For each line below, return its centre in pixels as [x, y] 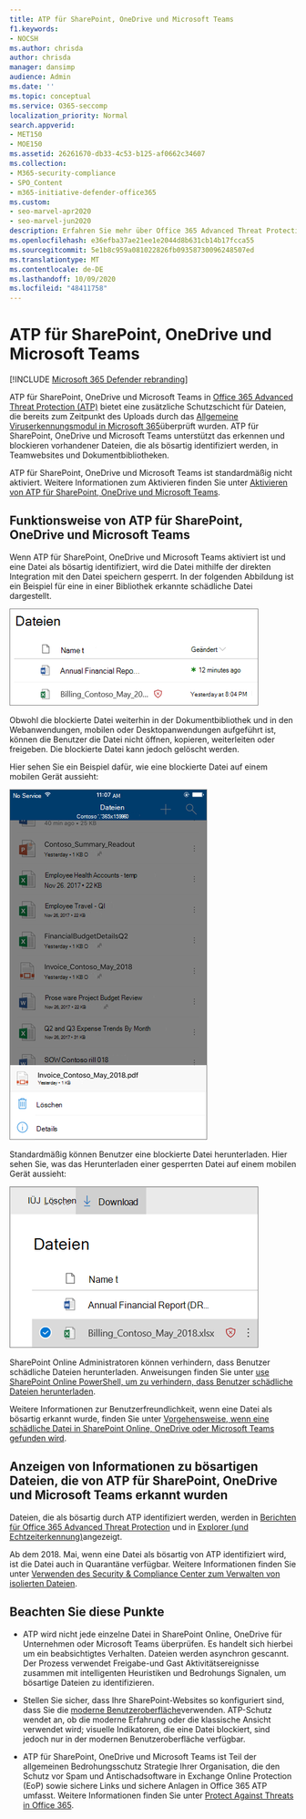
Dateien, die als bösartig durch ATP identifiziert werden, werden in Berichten [153, 1517]
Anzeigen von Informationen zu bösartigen [134, 1467]
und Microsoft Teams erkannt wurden [119, 1495]
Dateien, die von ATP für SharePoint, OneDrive [143, 1481]
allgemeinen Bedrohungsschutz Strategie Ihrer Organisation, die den [151, 1766]
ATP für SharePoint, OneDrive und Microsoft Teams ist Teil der [139, 1756]
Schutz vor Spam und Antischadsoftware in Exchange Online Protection [157, 1776]
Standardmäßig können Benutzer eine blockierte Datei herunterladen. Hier [148, 1154]
